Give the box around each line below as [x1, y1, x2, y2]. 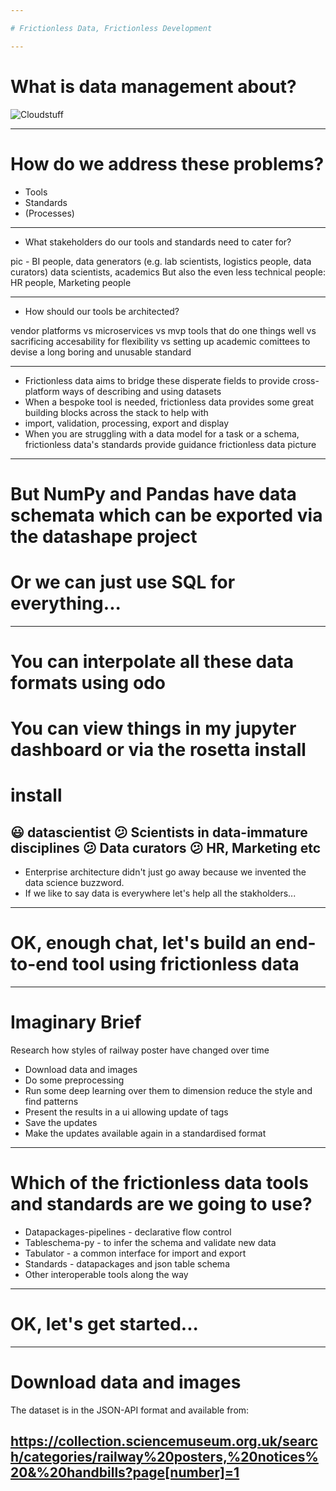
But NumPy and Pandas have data [10, 482, 297, 505]
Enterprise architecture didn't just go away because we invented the [24, 866, 307, 878]
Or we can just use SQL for [10, 571, 236, 593]
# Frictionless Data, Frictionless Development [10, 23, 213, 33]
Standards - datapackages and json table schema [24, 1257, 230, 1270]
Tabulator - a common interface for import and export [24, 1247, 247, 1259]
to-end [10, 953, 69, 976]
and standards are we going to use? [10, 1193, 313, 1216]
